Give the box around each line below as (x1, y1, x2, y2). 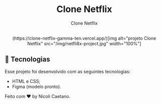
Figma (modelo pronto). (12, 83, 62, 89)
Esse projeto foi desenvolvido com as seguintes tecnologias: (5, 68, 131, 74)
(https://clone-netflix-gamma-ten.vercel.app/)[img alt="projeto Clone (12, 35, 156, 41)
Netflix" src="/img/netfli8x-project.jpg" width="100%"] (27, 40, 142, 46)
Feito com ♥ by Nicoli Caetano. (5, 93, 71, 99)
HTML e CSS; (12, 78, 41, 84)
